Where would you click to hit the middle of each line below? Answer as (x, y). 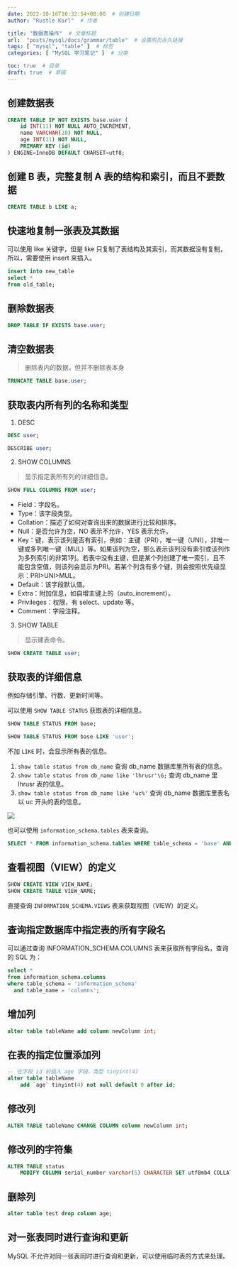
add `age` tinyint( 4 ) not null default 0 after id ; (98, 1085)
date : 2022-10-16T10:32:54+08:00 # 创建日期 (74, 14)
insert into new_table (41, 271)
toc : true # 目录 (33, 66)
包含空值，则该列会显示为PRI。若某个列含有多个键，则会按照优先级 (122, 566)
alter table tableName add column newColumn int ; (82, 1031)
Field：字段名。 (40, 504)
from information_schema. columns (57, 977)
